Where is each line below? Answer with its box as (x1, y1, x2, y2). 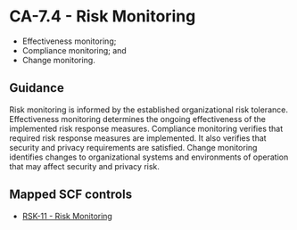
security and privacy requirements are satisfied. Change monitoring (9, 142, 258, 152)
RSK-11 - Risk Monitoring (21, 210, 113, 221)
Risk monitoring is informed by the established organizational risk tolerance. (9, 104, 288, 115)
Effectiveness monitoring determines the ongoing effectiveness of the (9, 113, 266, 124)
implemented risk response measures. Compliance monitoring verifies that (9, 123, 284, 134)
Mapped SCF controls (9, 187, 132, 202)
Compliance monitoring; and (21, 45, 127, 55)
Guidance (9, 80, 64, 95)
